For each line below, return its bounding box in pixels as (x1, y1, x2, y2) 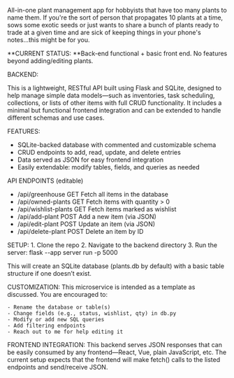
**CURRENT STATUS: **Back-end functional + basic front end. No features (7, 49, 228, 57)
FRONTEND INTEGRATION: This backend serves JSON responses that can (7, 341, 222, 349)
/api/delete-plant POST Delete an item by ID (17, 227, 144, 235)
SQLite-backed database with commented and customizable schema (17, 141, 217, 149)
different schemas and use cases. (7, 113, 105, 122)
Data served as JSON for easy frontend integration (17, 155, 164, 164)
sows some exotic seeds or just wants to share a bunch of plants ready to (7, 21, 219, 29)
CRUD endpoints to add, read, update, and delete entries (17, 148, 182, 156)
